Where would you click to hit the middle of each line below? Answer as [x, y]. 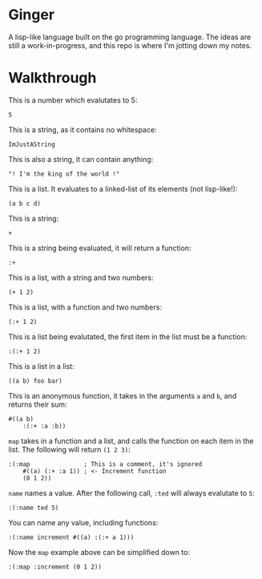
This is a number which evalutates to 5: [73, 100]
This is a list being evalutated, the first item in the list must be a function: [128, 336]
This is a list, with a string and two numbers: [81, 277]
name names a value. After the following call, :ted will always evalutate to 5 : [131, 493]
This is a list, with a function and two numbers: [85, 307]
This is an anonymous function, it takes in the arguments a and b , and [123, 395]
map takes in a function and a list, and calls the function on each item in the [131, 441]
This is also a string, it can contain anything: [81, 159]
